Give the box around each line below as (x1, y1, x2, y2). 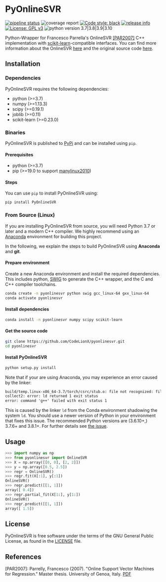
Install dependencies (5, 306, 49, 312)
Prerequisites (5, 151, 34, 157)
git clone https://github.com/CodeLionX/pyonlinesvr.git (5, 339, 125, 344)
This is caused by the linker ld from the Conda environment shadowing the (5, 407, 158, 413)
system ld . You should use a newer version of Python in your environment (5, 413, 156, 419)
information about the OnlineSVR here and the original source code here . (5, 45, 154, 51)
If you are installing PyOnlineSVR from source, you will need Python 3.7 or (5, 223, 156, 229)
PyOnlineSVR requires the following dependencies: (5, 86, 109, 92)
